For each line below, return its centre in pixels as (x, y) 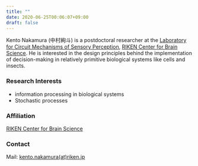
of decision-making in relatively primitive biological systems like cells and (96, 59)
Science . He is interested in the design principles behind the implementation (99, 53)
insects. (16, 66)
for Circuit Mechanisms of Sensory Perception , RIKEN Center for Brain (92, 47)
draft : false (22, 23)
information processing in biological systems (69, 94)
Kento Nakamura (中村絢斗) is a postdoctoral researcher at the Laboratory (96, 40)
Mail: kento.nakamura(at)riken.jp (46, 157)
